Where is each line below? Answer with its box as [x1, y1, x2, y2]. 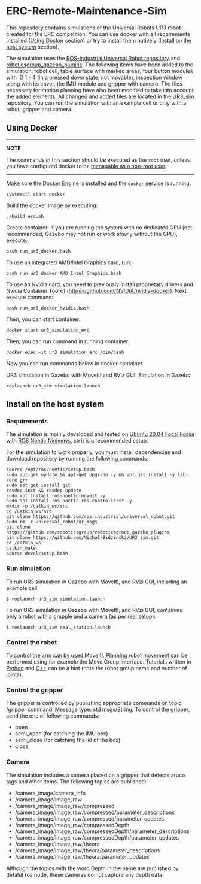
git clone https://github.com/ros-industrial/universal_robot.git [6, 514, 175, 520]
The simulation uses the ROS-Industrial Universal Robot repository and [6, 55, 181, 62]
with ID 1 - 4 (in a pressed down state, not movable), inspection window [6, 74, 182, 81]
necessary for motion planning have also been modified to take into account [6, 86, 194, 93]
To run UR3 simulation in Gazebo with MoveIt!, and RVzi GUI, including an [6, 578, 187, 585]
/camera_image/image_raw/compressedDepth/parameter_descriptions [14, 828, 190, 835]
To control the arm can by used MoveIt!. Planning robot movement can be [6, 652, 188, 659]
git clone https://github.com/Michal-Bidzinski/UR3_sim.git [6, 535, 160, 541]
